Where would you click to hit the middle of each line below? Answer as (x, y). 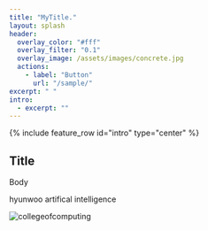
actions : (33, 67)
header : (23, 34)
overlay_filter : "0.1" (59, 50)
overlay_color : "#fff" (59, 42)
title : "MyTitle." (43, 17)
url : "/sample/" (62, 83)
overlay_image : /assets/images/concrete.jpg (100, 58)
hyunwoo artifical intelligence (63, 199)
